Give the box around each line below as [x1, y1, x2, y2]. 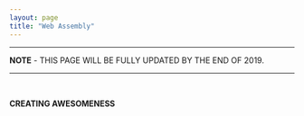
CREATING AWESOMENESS [9, 98, 116, 109]
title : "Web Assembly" [9, 22, 95, 31]
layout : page [9, 13, 59, 22]
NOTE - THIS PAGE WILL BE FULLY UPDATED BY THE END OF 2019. [9, 55, 265, 66]
